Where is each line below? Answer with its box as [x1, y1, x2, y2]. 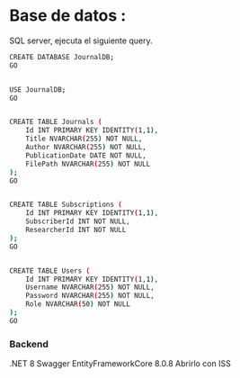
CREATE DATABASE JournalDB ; [9, 52, 115, 61]
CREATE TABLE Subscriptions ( [9, 200, 123, 210]
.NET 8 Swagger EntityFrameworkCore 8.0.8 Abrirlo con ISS [9, 358, 231, 369]
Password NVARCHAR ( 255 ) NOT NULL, [25, 292, 155, 301]
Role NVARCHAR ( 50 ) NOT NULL [25, 300, 130, 309]
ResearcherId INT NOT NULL [25, 226, 127, 235]
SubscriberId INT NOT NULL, [25, 217, 130, 226]
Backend [9, 337, 49, 350]
